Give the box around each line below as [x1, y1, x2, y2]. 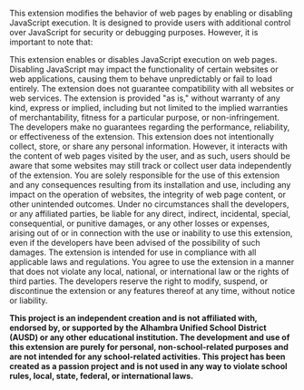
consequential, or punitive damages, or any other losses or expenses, [9, 218, 270, 229]
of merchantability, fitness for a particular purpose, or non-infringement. [9, 112, 279, 122]
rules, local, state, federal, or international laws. [9, 371, 193, 381]
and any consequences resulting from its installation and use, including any [9, 180, 291, 190]
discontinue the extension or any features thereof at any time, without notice [9, 286, 296, 296]
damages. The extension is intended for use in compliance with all [9, 247, 257, 258]
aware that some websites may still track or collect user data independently [9, 161, 292, 171]
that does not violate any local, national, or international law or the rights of [9, 267, 289, 277]
